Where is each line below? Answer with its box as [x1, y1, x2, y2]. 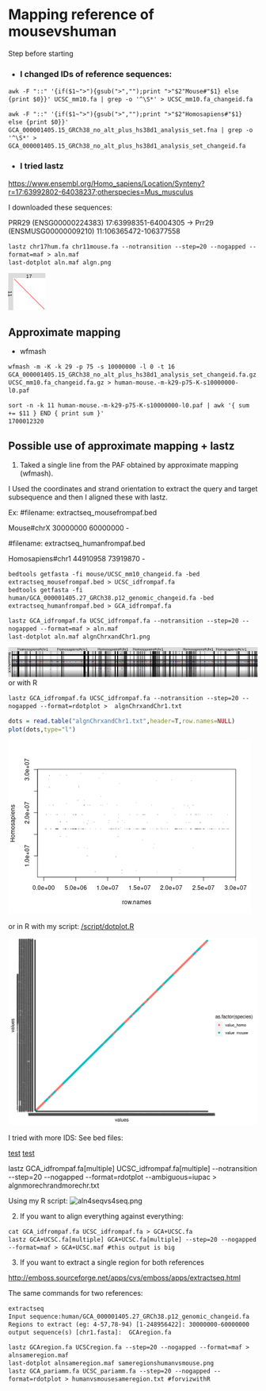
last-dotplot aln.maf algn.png [8, 258, 112, 267]
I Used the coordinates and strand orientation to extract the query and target [8, 484, 258, 494]
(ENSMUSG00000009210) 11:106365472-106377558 [8, 226, 180, 236]
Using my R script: [8, 1196, 69, 1205]
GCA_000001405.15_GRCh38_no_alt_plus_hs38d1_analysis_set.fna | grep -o [8, 126, 253, 134]
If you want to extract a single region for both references [19, 1257, 204, 1267]
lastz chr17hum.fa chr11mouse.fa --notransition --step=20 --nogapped [8, 242, 246, 251]
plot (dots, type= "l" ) [8, 725, 77, 734]
